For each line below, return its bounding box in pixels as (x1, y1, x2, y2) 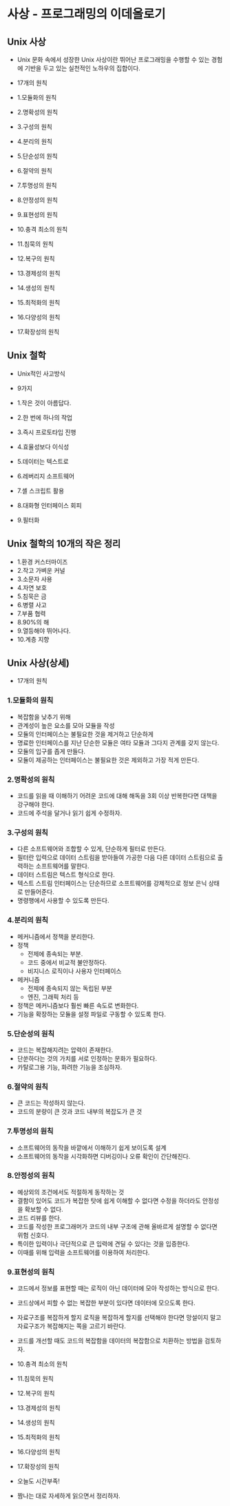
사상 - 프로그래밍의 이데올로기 (7, 6, 166, 22)
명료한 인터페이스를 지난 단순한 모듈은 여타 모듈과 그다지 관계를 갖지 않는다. (17, 738, 220, 746)
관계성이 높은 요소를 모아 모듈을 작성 (17, 721, 115, 729)
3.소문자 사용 (17, 575, 53, 583)
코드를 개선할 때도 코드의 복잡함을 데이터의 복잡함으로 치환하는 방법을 (17, 1336, 203, 1345)
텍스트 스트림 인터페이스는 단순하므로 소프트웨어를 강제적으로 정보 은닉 (17, 879, 207, 888)
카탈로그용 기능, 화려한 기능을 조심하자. (17, 1063, 123, 1071)
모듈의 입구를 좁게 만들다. (17, 747, 86, 755)
